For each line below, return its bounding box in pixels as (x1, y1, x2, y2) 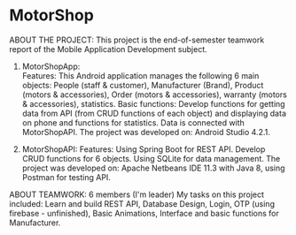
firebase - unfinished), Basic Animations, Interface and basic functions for (9, 208, 279, 218)
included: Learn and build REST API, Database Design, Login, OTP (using (9, 198, 275, 208)
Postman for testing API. (21, 171, 111, 182)
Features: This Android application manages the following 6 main (21, 70, 260, 80)
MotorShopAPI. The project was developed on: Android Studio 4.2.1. (21, 126, 270, 137)
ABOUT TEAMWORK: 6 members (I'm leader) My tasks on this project (9, 189, 264, 200)
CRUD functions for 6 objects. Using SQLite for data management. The (21, 153, 281, 163)
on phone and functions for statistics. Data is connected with (21, 117, 245, 128)
